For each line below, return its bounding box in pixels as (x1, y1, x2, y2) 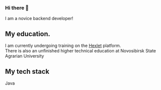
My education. (5, 29, 50, 38)
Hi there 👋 (5, 4, 29, 11)
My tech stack (5, 67, 50, 75)
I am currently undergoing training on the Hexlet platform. (5, 43, 121, 48)
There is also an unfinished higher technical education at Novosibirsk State (5, 48, 157, 54)
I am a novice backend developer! (5, 16, 73, 22)
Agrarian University (5, 53, 44, 59)
